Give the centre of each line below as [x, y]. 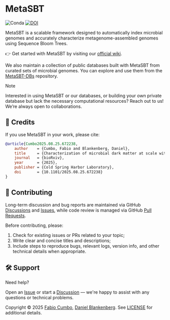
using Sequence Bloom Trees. [36, 43]
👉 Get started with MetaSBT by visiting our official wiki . [64, 53]
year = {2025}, [36, 163]
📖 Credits [20, 122]
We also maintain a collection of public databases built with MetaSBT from [83, 65]
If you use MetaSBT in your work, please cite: [52, 134]
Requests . [16, 215]
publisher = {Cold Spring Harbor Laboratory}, [64, 168]
